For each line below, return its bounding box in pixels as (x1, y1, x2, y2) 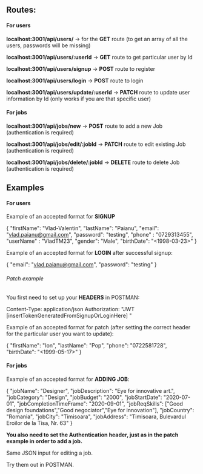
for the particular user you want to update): (6, 330, 114, 337)
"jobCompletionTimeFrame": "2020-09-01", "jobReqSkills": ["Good (16, 400, 184, 407)
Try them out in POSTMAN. (6, 461, 75, 468)
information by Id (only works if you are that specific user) (6, 95, 151, 102)
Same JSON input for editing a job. (6, 449, 93, 456)
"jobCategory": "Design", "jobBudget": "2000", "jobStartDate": (6, 393, 162, 401)
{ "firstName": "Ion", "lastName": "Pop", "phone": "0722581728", (6, 341, 167, 349)
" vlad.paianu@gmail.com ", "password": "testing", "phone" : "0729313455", (6, 231, 193, 239)
